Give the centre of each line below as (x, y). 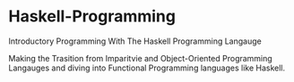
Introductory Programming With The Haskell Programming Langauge (135, 41)
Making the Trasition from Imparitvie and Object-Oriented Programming (140, 58)
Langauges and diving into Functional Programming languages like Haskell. (147, 68)
